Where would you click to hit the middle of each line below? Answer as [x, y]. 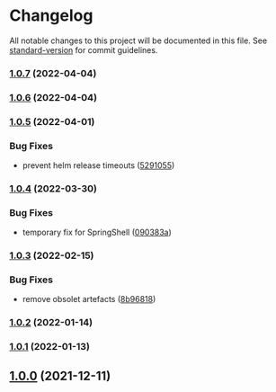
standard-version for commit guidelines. [84, 49]
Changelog [51, 16]
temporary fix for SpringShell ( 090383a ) [97, 232]
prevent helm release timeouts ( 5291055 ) [98, 165]
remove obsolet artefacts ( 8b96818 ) [89, 299]
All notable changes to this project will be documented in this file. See [138, 40]
